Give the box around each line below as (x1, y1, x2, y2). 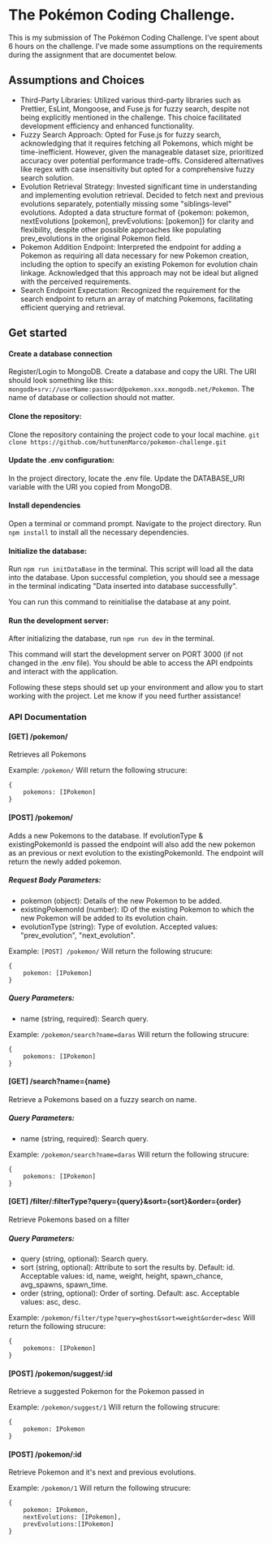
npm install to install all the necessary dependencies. (8, 527, 189, 537)
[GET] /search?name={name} (8, 1076, 111, 1087)
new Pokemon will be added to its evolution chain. (19, 913, 188, 922)
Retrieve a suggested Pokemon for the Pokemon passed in (8, 1387, 205, 1397)
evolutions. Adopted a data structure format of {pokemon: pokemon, (19, 207, 249, 217)
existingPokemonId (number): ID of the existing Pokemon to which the (19, 904, 254, 914)
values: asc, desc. (19, 1297, 81, 1306)
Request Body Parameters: (8, 875, 101, 885)
